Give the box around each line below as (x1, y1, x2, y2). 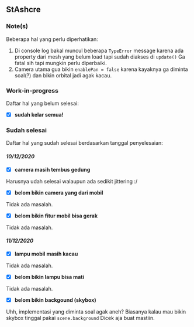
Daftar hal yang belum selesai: (6, 100, 79, 107)
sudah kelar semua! (14, 111, 64, 118)
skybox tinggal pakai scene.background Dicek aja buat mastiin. (6, 315, 155, 322)
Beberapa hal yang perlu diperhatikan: (6, 35, 98, 43)
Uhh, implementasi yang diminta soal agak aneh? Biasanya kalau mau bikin (6, 308, 186, 315)
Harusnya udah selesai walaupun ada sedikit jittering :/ (6, 178, 138, 185)
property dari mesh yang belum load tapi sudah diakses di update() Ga (14, 53, 185, 60)
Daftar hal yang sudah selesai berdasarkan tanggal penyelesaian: (6, 139, 164, 147)
